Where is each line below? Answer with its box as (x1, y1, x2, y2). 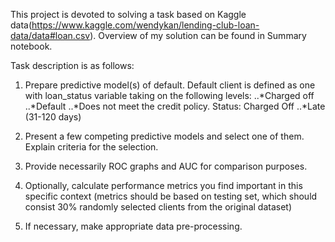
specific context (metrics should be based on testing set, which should (24, 190, 318, 202)
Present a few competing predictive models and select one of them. (24, 130, 305, 142)
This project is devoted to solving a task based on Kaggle (10, 9, 247, 20)
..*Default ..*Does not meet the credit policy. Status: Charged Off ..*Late (24, 100, 326, 112)
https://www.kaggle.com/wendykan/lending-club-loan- (31, 19, 260, 31)
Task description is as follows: (10, 60, 135, 71)
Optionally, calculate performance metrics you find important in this (24, 180, 303, 191)
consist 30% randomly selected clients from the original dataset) (24, 201, 292, 213)
